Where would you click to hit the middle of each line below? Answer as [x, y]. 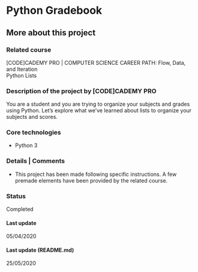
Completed [20, 209]
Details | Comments [35, 161]
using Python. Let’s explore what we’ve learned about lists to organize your [99, 110]
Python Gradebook [54, 11]
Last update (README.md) [40, 250]
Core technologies [34, 133]
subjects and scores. [32, 117]
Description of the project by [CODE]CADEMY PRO [82, 91]
